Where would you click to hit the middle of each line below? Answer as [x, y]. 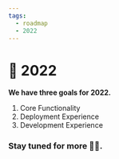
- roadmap [32, 23]
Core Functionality [50, 108]
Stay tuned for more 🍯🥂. [56, 146]
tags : [17, 16]
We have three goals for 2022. [60, 92]
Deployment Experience [59, 116]
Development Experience [61, 125]
